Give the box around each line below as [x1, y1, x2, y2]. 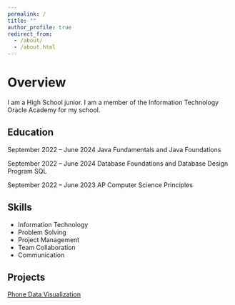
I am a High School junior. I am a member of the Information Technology [7, 98, 219, 106]
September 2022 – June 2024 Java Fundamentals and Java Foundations [7, 145, 221, 154]
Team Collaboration [17, 243, 76, 251]
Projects [7, 271, 46, 283]
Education [7, 126, 54, 139]
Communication [17, 251, 65, 259]
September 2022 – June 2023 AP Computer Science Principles [7, 180, 193, 189]
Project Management [17, 235, 80, 244]
